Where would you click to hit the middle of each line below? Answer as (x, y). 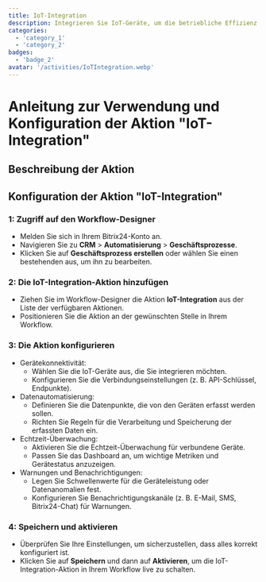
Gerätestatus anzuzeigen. (74, 464)
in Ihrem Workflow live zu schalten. (138, 569)
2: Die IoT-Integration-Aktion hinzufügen (89, 282)
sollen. (42, 413)
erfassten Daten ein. (65, 430)
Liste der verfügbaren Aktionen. (72, 308)
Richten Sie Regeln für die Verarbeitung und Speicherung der (132, 422)
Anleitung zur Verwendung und (114, 106)
